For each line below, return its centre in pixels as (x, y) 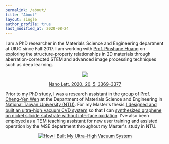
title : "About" (21, 15)
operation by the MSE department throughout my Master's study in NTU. (81, 126)
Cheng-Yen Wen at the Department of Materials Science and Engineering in (84, 99)
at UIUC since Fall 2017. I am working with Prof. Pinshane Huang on (75, 49)
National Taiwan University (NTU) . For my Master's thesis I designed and (81, 105)
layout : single (21, 19)
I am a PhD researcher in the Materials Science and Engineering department (85, 43)
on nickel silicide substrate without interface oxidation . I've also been (77, 116)
